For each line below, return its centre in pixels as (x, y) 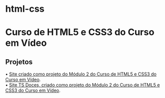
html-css (25, 9)
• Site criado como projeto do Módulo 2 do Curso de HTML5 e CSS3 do (81, 74)
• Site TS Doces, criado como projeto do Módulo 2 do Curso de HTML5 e (83, 85)
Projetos (19, 62)
